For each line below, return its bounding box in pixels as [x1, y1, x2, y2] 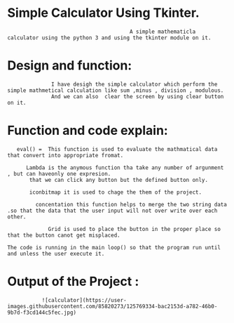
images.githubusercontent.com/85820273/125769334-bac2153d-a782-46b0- [7, 303, 218, 310]
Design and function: [7, 58, 132, 74]
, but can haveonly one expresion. [7, 170, 111, 177]
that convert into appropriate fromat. [7, 152, 124, 159]
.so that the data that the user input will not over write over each [7, 207, 218, 214]
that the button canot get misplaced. [7, 232, 121, 239]
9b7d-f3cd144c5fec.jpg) [7, 309, 77, 316]
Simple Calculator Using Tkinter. [7, 5, 200, 21]
